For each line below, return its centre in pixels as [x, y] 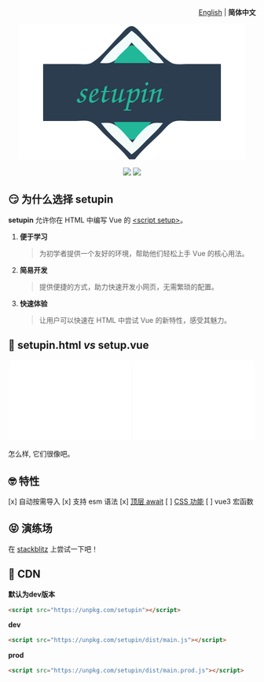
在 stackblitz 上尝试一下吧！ [53, 548]
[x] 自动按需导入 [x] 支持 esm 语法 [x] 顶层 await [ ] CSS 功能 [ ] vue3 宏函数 [131, 501]
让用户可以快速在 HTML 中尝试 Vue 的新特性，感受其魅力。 [135, 320]
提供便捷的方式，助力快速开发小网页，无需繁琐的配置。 [128, 287]
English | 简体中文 [227, 12]
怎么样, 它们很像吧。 [41, 454]
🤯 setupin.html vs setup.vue [79, 345]
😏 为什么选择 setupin [61, 200]
